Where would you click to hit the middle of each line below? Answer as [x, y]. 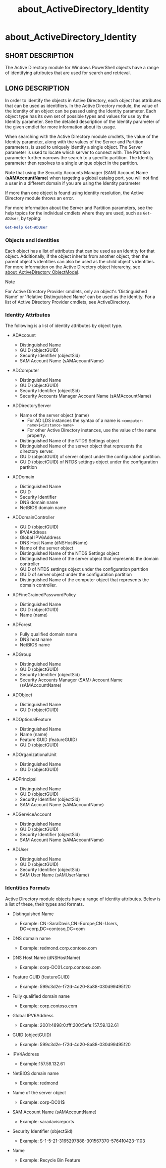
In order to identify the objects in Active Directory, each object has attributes [83, 100]
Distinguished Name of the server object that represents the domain [89, 559]
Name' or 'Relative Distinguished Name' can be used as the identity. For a [80, 297]
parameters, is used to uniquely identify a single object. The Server [74, 147]
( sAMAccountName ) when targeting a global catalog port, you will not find [82, 178]
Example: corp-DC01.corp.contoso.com [60, 967]
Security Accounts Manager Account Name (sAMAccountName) [85, 396]
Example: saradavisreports [47, 1121]
